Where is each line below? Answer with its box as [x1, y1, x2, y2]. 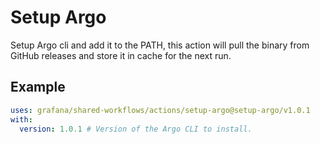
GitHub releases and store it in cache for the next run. [10, 49, 232, 61]
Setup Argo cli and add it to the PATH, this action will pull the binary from [10, 39, 310, 51]
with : [10, 114, 33, 125]
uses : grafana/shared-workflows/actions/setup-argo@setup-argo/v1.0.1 [10, 105, 311, 115]
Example [10, 79, 66, 96]
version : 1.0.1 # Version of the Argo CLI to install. [19, 124, 253, 134]
